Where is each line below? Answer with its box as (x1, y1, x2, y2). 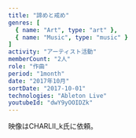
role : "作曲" (8, 63, 49, 71)
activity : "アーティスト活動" (8, 48, 97, 56)
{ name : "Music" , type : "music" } (15, 33, 128, 42)
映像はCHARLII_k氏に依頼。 (8, 122, 98, 131)
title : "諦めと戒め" (8, 11, 69, 20)
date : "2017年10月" (8, 77, 70, 85)
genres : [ (8, 19, 41, 27)
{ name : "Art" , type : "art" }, (15, 26, 118, 34)
